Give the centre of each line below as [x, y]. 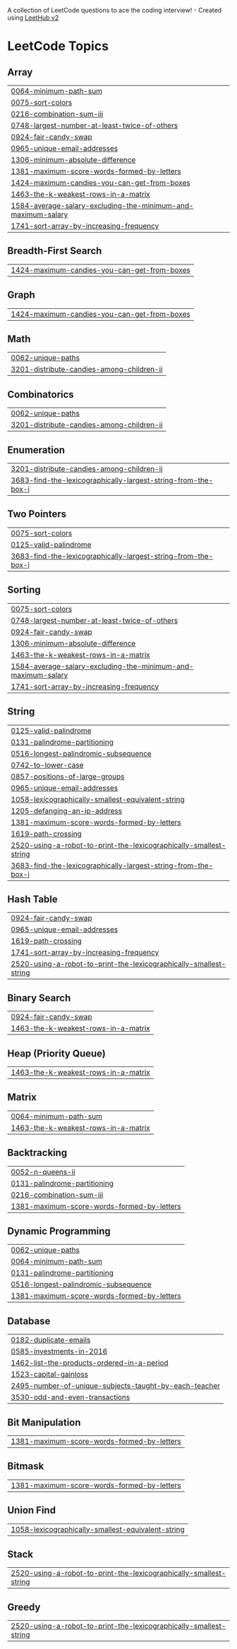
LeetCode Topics [58, 46]
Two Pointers [37, 514]
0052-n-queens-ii [43, 1172]
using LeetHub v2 [33, 18]
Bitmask [26, 1466]
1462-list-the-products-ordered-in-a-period [90, 1363]
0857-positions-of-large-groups [68, 777]
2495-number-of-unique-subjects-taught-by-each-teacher [116, 1386]
